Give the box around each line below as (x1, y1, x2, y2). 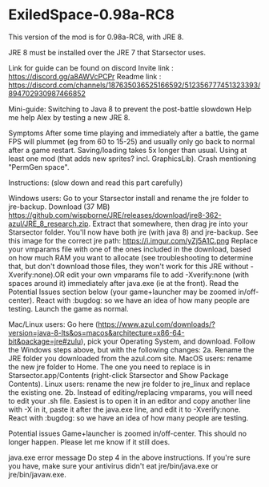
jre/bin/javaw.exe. (8, 469, 66, 479)
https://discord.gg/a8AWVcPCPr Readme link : (8, 71, 162, 81)
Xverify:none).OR (8, 270, 66, 280)
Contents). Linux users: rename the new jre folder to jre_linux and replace (8, 379, 251, 388)
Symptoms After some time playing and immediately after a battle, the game (8, 128, 259, 138)
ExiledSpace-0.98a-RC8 (8, 6, 175, 24)
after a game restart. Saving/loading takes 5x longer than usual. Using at (8, 145, 247, 155)
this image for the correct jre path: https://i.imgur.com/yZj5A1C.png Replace (8, 235, 259, 245)
